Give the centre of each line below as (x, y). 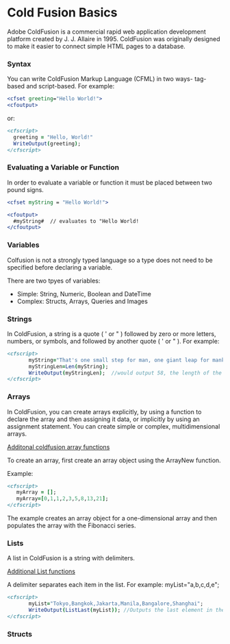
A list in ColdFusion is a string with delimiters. (71, 558)
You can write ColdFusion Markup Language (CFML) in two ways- (100, 79)
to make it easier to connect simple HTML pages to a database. (97, 46)
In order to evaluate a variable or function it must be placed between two (110, 182)
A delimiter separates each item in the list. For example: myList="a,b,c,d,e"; (113, 585)
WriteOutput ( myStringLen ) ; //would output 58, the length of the (125, 373)
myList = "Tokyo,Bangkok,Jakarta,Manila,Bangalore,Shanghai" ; (116, 604)
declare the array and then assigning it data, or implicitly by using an (103, 419)
